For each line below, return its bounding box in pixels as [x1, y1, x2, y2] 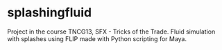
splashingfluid [7, 5, 92, 21]
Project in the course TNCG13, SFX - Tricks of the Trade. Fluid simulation [7, 27, 216, 36]
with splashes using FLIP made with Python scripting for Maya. [7, 34, 187, 42]
